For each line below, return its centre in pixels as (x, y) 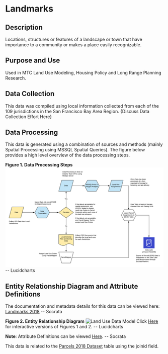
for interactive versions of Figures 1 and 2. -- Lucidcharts (64, 327)
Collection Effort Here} (28, 117)
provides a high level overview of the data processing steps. (68, 155)
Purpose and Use (33, 61)
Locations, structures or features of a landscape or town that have (74, 39)
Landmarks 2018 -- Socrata (34, 312)
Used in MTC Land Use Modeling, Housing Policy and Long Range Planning (83, 72)
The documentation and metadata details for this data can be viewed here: (82, 306)
